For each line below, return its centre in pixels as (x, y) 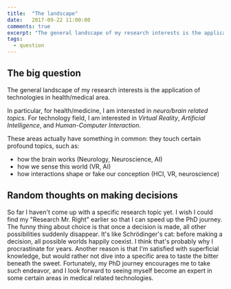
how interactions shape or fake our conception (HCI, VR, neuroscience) (118, 173)
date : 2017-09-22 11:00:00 (49, 20)
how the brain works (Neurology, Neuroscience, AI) (90, 159)
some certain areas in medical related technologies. (80, 278)
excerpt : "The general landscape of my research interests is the (104, 33)
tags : (15, 39)
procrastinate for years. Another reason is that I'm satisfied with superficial (113, 248)
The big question (44, 73)
